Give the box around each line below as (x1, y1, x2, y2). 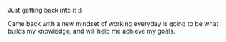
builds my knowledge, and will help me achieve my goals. (7, 27, 176, 35)
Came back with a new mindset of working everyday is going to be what (7, 20, 219, 27)
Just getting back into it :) (7, 6, 82, 14)
